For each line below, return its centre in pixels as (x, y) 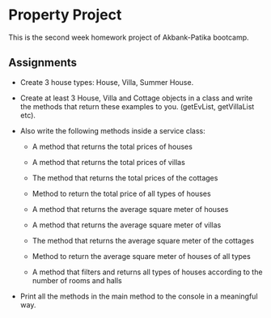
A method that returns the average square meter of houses (130, 209)
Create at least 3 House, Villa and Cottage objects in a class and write (136, 98)
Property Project (65, 15)
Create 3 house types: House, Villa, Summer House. (107, 82)
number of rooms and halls (77, 280)
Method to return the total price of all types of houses (122, 193)
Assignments (43, 63)
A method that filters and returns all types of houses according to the (147, 272)
